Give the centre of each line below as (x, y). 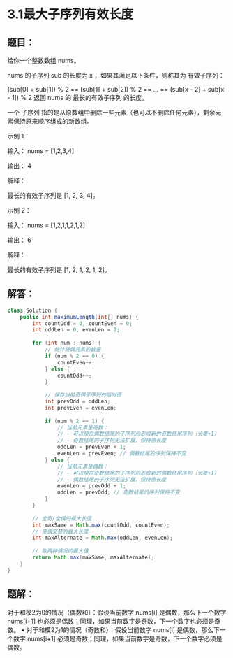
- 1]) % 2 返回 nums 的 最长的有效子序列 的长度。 (78, 98)
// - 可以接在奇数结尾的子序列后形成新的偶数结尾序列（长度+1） (138, 473)
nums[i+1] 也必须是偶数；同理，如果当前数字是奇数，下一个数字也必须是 (111, 621)
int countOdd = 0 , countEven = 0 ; (82, 323)
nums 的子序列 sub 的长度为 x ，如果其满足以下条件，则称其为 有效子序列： (116, 75)
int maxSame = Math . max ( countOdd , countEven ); (101, 525)
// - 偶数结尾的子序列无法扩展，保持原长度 (112, 480)
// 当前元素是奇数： (83, 427)
